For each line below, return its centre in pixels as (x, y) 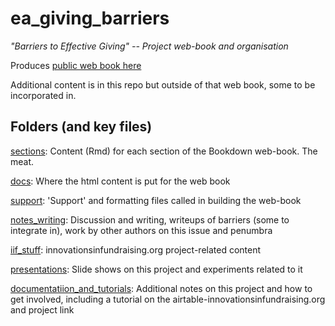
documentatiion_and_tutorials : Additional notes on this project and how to (161, 288)
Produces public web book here (76, 65)
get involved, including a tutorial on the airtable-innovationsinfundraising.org (168, 299)
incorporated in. (43, 95)
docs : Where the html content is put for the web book (120, 181)
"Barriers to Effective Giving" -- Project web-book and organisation (149, 46)
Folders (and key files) (81, 127)
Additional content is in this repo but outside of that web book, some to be (163, 84)
